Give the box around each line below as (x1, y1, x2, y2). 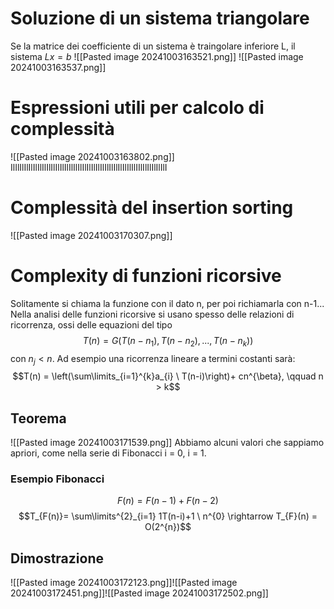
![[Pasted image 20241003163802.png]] (10, 150, 175, 162)
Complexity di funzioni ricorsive (10, 265, 282, 287)
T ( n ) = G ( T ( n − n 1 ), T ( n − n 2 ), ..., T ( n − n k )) (82, 334, 254, 349)
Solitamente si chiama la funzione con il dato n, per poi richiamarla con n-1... (10, 297, 325, 309)
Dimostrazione (10, 550, 104, 567)
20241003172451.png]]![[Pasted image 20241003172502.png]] (10, 587, 269, 599)
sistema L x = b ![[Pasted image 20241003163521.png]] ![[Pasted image (10, 50, 304, 62)
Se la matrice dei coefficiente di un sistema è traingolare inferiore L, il (10, 40, 296, 52)
